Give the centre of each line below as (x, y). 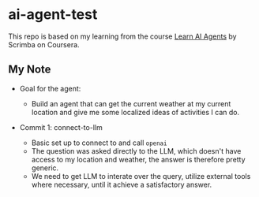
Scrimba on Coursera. (44, 44)
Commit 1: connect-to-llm (61, 127)
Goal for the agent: (50, 88)
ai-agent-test (53, 15)
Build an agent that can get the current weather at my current (131, 103)
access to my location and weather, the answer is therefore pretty (139, 159)
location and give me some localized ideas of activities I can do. (135, 112)
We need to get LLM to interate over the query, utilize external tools (141, 176)
